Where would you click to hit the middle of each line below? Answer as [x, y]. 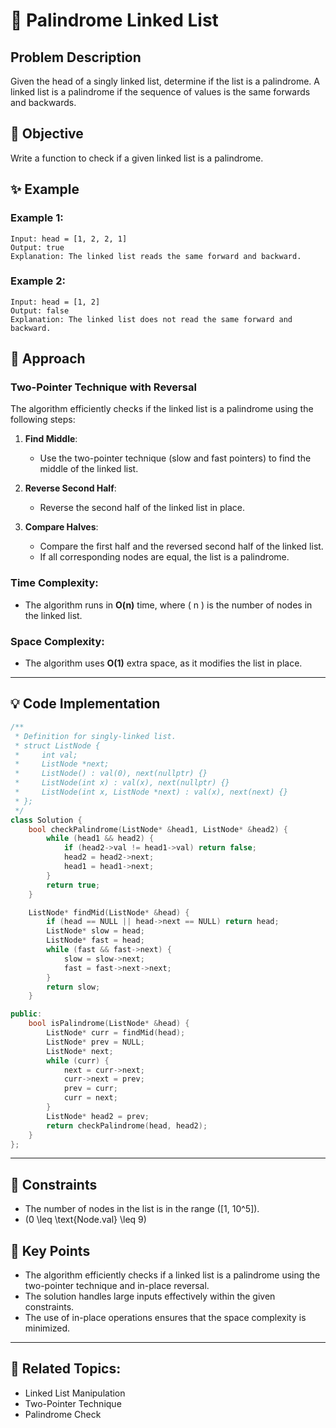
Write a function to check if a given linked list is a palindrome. [137, 158]
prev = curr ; [90, 1089]
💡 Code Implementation [85, 704]
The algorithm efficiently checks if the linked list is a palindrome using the [162, 409]
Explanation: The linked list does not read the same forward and [151, 319]
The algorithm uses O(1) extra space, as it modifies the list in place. [163, 663]
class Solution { [46, 820]
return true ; [73, 885]
